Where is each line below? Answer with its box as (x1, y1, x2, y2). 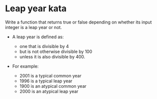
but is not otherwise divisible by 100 (19, 49, 92, 54)
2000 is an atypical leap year (19, 88, 78, 94)
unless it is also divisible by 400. (19, 53, 85, 59)
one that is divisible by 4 (19, 43, 69, 49)
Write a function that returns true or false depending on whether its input (5, 19, 152, 25)
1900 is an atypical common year (19, 83, 87, 89)
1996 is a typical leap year (19, 78, 73, 84)
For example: (12, 63, 39, 69)
